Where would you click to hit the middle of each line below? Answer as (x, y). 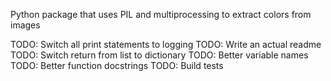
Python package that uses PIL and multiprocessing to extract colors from (161, 14)
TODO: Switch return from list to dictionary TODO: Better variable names (159, 55)
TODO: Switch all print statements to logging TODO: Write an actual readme (166, 44)
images (25, 25)
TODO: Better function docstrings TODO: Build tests (117, 65)
